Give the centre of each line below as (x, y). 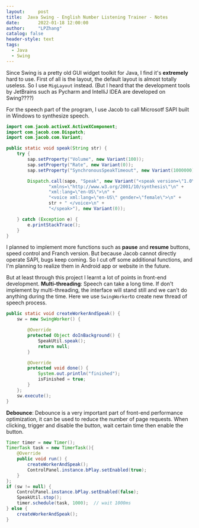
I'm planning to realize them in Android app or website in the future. (88, 266)
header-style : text (30, 39)
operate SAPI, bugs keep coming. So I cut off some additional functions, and (99, 260)
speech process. (27, 303)
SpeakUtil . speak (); (62, 341)
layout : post (28, 12)
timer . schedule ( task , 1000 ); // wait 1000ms (74, 503)
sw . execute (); (34, 396)
